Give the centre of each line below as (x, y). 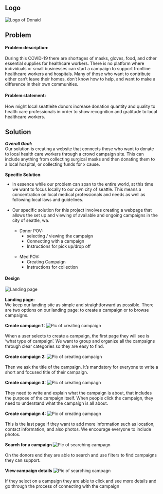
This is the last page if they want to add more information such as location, (80, 424)
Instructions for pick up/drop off (59, 246)
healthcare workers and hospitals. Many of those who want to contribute (78, 74)
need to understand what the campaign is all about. (57, 403)
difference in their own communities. (42, 84)
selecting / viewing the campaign (60, 236)
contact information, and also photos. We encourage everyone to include (78, 429)
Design (12, 278)
